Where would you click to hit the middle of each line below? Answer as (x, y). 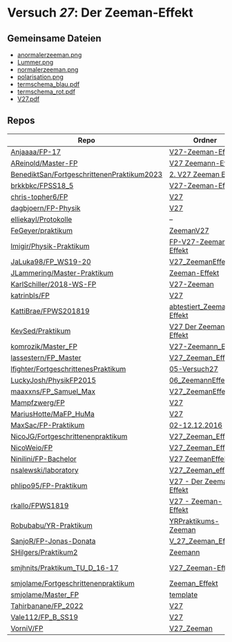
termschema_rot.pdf (46, 92)
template (183, 594)
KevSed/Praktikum (41, 331)
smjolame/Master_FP (45, 594)
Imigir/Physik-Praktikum (50, 246)
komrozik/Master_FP (44, 346)
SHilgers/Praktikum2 (44, 552)
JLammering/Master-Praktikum (62, 273)
